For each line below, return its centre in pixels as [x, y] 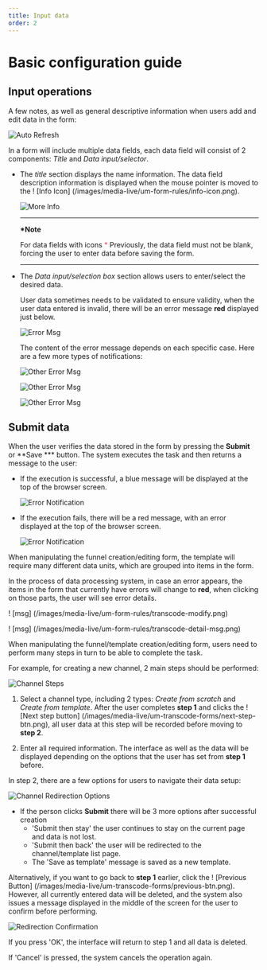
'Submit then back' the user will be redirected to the [116, 845]
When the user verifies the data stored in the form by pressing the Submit [129, 446]
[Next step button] [50, 716]
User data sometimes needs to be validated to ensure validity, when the [137, 300]
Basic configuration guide [95, 62]
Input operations [50, 92]
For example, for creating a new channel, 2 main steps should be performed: [133, 668]
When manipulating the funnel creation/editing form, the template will [122, 557]
